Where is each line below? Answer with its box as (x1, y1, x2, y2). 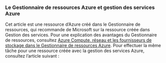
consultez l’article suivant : (5, 53, 59, 59)
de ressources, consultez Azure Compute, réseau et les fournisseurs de (5, 37, 152, 43)
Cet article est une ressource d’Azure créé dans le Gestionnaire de (5, 21, 141, 27)
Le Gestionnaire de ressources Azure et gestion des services (5, 4, 155, 11)
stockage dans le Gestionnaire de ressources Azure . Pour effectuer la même (5, 43, 161, 49)
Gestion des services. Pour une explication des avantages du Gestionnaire (5, 32, 157, 38)
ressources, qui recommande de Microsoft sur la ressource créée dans (5, 27, 150, 33)
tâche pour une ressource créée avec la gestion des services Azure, (5, 48, 145, 54)
